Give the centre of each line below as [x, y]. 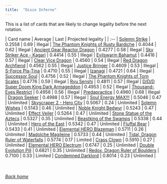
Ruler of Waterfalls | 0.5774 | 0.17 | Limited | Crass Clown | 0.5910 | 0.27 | [80, 140]
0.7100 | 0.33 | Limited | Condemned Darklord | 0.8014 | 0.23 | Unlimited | [81, 156]
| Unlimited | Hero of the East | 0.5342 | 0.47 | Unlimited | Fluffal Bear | [77, 124]
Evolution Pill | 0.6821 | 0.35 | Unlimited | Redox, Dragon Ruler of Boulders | [82, 150]
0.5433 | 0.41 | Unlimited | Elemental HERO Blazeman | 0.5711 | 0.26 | [76, 129]
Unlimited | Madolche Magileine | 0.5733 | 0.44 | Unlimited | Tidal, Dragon [81, 134]
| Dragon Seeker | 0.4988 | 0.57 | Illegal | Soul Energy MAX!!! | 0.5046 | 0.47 [83, 97]
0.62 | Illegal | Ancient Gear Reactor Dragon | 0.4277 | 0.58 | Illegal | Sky [79, 49]
